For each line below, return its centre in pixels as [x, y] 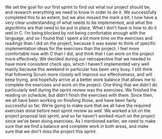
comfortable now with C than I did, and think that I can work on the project [80, 54]
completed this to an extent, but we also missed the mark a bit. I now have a [81, 17]
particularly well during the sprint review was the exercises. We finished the [81, 90]
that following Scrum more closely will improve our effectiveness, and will [79, 74]
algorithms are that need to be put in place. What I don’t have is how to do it [81, 28]
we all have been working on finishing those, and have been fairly [71, 100]
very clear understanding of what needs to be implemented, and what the [79, 22]
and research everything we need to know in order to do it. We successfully [81, 12]
